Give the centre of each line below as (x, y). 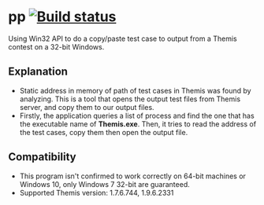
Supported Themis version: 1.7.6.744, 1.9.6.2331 (97, 192)
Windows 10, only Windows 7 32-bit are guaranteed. (105, 184)
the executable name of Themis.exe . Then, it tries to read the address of (138, 124)
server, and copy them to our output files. (87, 107)
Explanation (38, 72)
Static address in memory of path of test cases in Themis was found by (135, 90)
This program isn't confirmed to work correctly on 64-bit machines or (133, 176)
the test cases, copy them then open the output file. (104, 132)
